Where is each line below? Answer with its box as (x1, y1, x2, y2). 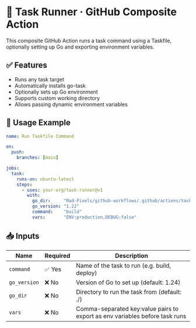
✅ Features (6, 60, 48, 70)
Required (44, 251, 71, 259)
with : (27, 193, 41, 199)
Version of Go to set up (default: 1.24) (75, 278, 181, 286)
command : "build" (32, 209, 82, 215)
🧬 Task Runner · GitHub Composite (6, 5, 177, 19)
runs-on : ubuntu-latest (16, 176, 75, 182)
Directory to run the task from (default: (75, 288, 182, 296)
